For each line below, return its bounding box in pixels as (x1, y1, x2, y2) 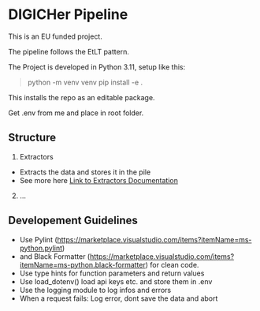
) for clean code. (145, 260, 199, 269)
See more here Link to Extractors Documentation (19, 175, 179, 185)
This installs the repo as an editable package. (8, 92, 155, 102)
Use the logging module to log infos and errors (19, 285, 172, 294)
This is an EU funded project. (8, 32, 102, 41)
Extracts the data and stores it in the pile (19, 167, 151, 177)
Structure (8, 131, 57, 144)
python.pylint (19, 243, 63, 253)
